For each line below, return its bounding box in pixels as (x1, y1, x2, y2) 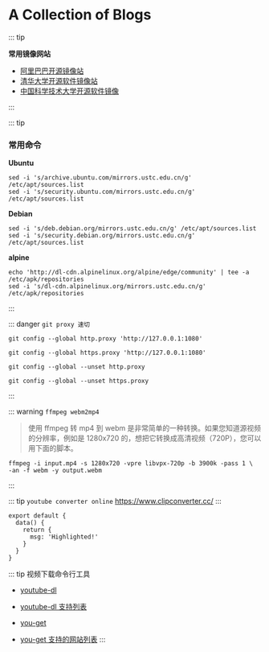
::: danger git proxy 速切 (8, 320, 91, 329)
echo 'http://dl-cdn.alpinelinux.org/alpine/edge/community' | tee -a (8, 268, 250, 277)
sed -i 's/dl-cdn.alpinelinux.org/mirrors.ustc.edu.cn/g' (8, 283, 206, 291)
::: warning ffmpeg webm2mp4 (8, 406, 100, 416)
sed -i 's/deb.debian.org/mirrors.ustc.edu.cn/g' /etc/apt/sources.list (8, 225, 257, 233)
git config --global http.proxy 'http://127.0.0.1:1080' (8, 335, 203, 343)
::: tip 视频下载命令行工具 (8, 569, 91, 579)
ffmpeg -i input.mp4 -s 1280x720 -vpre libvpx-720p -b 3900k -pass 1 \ (8, 460, 253, 468)
